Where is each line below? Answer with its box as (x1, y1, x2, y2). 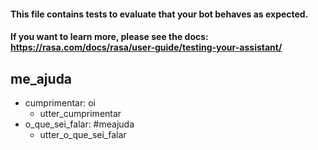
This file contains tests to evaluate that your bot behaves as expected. (10, 8, 309, 20)
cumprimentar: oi (24, 97, 96, 109)
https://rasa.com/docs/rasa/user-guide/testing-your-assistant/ (10, 41, 283, 54)
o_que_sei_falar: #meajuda (24, 118, 135, 130)
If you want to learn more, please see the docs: (10, 31, 209, 43)
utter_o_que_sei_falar (39, 129, 127, 140)
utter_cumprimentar (39, 108, 122, 119)
